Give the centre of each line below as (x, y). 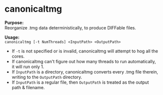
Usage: (12, 37)
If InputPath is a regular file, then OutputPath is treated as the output (80, 82)
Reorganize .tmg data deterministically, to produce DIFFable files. (70, 27)
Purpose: (14, 23)
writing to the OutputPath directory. (47, 77)
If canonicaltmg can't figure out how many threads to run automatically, (84, 61)
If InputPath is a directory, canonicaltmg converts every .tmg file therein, (85, 71)
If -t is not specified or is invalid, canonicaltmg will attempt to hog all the (85, 51)
